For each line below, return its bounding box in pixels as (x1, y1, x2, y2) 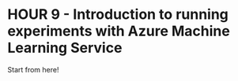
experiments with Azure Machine (7, 22, 230, 40)
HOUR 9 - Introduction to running (7, 6, 229, 24)
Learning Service (7, 39, 123, 57)
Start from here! (7, 64, 59, 74)
